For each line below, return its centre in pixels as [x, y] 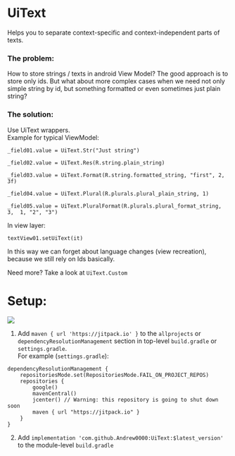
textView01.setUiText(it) [45, 238]
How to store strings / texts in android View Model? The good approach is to [118, 74]
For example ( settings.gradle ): [63, 356]
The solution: [31, 114]
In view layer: [26, 225]
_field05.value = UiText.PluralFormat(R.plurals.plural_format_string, [114, 206]
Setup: [27, 301]
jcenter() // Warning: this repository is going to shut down [126, 400]
